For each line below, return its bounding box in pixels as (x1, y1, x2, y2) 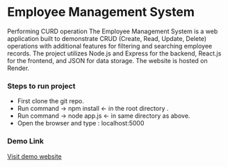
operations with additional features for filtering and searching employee (7, 42, 213, 50)
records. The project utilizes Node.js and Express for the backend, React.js (7, 49, 222, 58)
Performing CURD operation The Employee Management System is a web (7, 27, 218, 35)
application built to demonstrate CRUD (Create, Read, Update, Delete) (7, 34, 207, 42)
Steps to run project (7, 81, 76, 91)
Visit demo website (7, 152, 63, 160)
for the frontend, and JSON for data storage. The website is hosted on (7, 56, 209, 64)
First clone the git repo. (17, 97, 85, 105)
